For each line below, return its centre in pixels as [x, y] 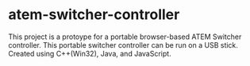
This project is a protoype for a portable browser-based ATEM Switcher [125, 37]
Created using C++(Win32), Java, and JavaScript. [90, 53]
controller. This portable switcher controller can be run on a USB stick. [123, 45]
